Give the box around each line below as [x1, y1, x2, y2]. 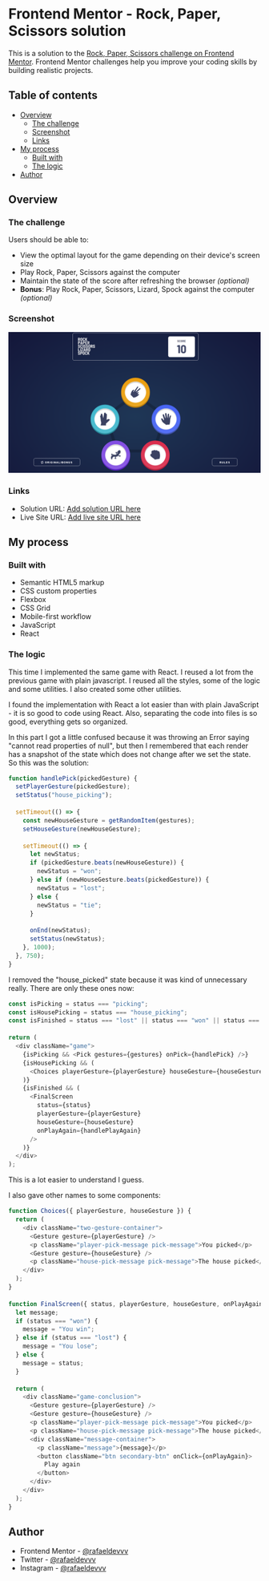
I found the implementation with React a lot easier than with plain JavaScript [8, 699, 259, 710]
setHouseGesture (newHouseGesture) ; [22, 825, 142, 833]
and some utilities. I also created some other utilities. [8, 684, 182, 693]
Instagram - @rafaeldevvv [19, 1563, 106, 1573]
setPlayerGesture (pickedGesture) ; [15, 782, 130, 790]
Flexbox [19, 595, 46, 604]
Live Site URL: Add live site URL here [19, 512, 142, 522]
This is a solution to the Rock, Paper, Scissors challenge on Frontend [8, 48, 235, 58]
